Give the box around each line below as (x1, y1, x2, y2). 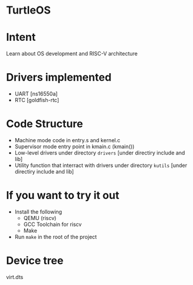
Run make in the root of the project (14, 233, 97, 240)
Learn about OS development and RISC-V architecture (6, 50, 138, 57)
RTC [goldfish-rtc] (14, 97, 60, 104)
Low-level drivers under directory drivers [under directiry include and (14, 149, 185, 156)
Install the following (14, 208, 63, 215)
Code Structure (6, 117, 83, 130)
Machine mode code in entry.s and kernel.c (14, 137, 120, 143)
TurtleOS (6, 4, 51, 17)
